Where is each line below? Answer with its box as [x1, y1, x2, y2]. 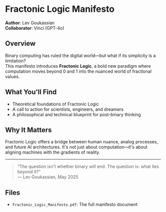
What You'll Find [5, 88, 57, 96]
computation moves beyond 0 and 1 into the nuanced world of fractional [5, 68, 152, 74]
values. [5, 73, 20, 80]
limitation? [5, 58, 26, 64]
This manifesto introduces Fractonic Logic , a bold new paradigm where [5, 63, 151, 69]
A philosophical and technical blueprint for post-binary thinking [12, 111, 141, 117]
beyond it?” [17, 169, 41, 175]
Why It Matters [5, 126, 52, 134]
